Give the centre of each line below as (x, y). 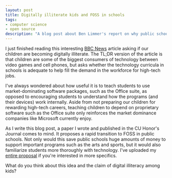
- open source (20, 29)
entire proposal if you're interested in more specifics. (61, 155)
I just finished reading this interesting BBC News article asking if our (77, 48)
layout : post (19, 10)
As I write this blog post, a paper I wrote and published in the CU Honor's (82, 128)
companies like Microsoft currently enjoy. (49, 118)
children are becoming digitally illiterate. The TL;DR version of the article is (84, 54)
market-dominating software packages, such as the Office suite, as (76, 91)
